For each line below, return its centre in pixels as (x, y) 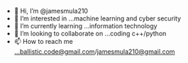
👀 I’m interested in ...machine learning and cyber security (98, 18)
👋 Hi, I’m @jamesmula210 (51, 11)
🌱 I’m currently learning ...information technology (85, 26)
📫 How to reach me (43, 41)
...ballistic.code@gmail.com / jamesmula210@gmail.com (94, 52)
